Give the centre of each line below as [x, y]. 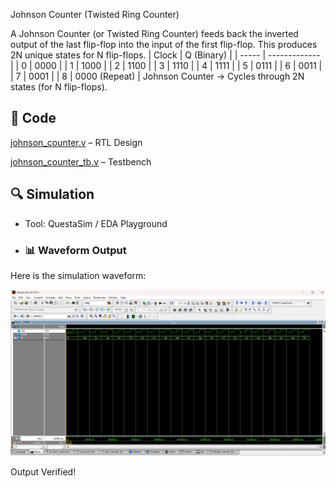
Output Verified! [43, 471]
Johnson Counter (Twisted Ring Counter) [95, 14]
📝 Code [33, 118]
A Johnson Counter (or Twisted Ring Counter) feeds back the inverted [154, 33]
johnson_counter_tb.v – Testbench [81, 161]
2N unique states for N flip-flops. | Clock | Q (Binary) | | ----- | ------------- [165, 55]
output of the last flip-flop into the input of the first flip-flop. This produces [164, 44]
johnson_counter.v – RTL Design [76, 142]
